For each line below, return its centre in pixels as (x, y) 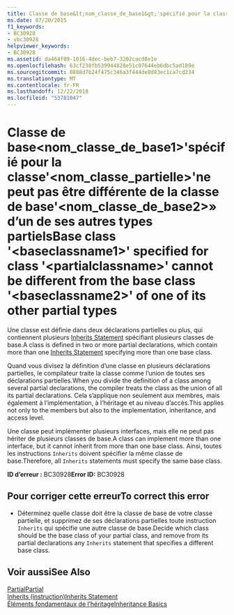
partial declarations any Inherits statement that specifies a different (115, 542)
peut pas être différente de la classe (113, 192)
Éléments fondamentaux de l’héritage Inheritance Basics (87, 604)
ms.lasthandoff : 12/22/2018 (48, 91)
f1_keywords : (26, 27)
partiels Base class (62, 236)
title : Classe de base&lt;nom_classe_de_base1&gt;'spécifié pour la (109, 14)
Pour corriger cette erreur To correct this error (108, 496)
